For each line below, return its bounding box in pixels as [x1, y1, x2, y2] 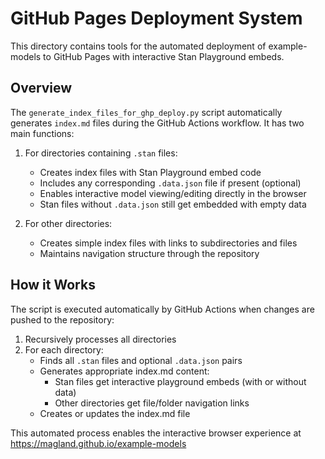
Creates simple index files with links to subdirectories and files [39, 237, 298, 249]
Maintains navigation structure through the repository [39, 247, 260, 259]
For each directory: [24, 343, 104, 356]
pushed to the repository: [10, 313, 115, 326]
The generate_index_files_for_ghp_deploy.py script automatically [10, 106, 283, 118]
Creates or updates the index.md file [39, 407, 191, 419]
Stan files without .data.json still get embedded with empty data [39, 198, 307, 210]
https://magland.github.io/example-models [10, 437, 187, 449]
